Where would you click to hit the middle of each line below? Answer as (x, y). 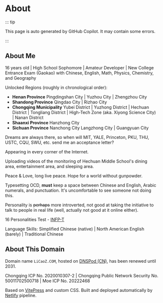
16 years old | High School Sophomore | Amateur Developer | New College (80, 67)
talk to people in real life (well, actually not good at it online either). (72, 210)
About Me (20, 56)
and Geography (21, 78)
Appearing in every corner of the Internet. (47, 151)
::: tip (10, 22)
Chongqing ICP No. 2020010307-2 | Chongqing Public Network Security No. (82, 275)
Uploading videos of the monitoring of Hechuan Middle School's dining (76, 161)
